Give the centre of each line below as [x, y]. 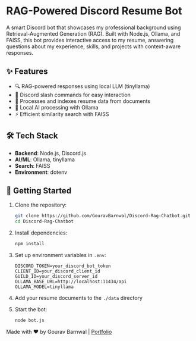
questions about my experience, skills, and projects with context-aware [94, 46]
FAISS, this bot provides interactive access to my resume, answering [90, 40]
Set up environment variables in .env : [60, 255]
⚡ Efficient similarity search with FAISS [62, 114]
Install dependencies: [41, 233]
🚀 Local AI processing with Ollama [57, 107]
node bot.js [29, 320]
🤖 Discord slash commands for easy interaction [72, 95]
